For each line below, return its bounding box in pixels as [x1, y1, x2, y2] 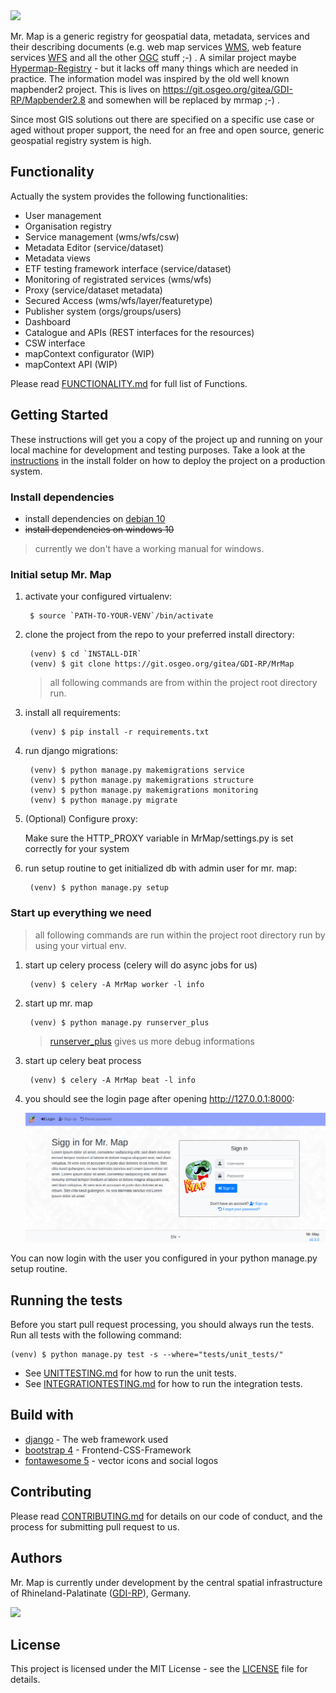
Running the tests [10, 1292, 123, 1309]
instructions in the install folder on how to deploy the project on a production [10, 454, 326, 466]
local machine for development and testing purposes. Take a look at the [10, 444, 306, 456]
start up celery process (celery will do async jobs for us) [24, 959, 258, 971]
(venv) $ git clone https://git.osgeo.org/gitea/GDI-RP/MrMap [29, 659, 295, 669]
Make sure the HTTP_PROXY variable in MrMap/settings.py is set [24, 832, 294, 844]
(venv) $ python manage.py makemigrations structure [29, 775, 254, 786]
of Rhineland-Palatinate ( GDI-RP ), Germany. [10, 1587, 192, 1599]
